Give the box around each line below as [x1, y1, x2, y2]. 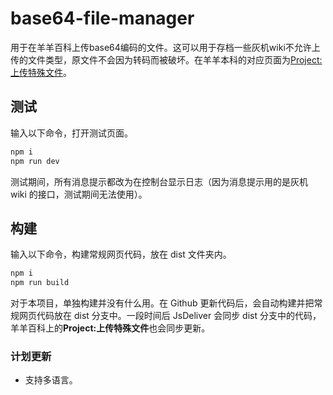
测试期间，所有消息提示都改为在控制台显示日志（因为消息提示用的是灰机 [10, 175, 308, 187]
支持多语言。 [24, 374, 78, 386]
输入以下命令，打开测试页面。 [10, 127, 133, 139]
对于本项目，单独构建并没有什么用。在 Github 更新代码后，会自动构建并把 [10, 297, 315, 309]
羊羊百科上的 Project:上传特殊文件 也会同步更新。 [10, 322, 211, 334]
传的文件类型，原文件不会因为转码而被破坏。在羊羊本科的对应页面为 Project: [10, 53, 323, 66]
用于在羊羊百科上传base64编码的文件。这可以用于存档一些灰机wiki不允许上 [10, 41, 321, 53]
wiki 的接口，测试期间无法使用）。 [10, 188, 148, 200]
